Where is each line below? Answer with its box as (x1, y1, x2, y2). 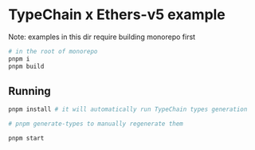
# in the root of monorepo (8, 47, 98, 55)
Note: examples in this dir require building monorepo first (8, 32, 196, 41)
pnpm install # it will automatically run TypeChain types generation (8, 105, 248, 113)
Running (8, 84, 52, 97)
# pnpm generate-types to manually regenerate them (8, 120, 183, 128)
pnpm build (8, 62, 45, 70)
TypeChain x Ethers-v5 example (8, 6, 226, 24)
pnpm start (8, 134, 45, 143)
